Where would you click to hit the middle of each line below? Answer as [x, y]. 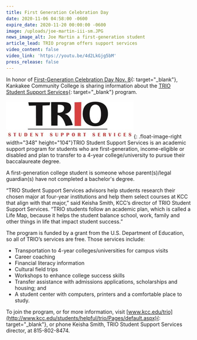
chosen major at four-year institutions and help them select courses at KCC [97, 196]
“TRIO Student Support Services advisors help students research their [91, 190]
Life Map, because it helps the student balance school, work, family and [93, 215]
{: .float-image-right [158, 136]
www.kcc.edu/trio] [150, 312]
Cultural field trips [36, 269]
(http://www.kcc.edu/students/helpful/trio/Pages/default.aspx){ [83, 318]
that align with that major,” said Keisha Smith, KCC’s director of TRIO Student [98, 203]
